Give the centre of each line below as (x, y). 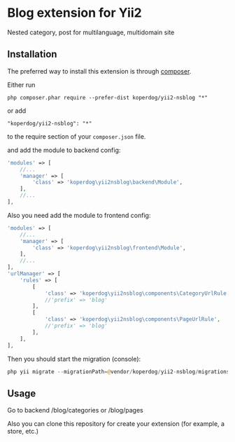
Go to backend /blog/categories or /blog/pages (75, 410)
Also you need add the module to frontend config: (79, 215)
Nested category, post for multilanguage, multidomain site (91, 32)
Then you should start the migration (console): (74, 359)
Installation (32, 54)
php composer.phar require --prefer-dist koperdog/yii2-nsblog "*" (108, 97)
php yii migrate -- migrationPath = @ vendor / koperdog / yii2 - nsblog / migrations (119, 372)
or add (17, 111)
